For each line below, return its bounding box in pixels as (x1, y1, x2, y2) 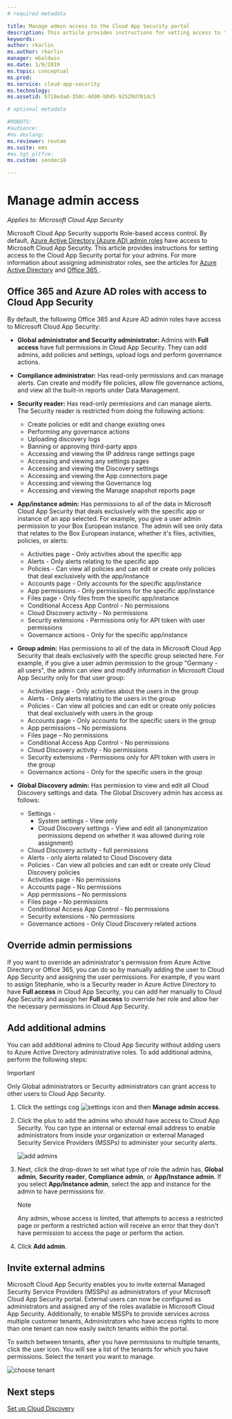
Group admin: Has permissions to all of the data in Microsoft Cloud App (17, 644, 222, 652)
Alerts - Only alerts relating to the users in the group (27, 694, 176, 702)
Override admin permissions (7, 940, 133, 951)
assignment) (37, 839, 74, 847)
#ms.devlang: (7, 131, 45, 138)
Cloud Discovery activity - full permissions (27, 845, 148, 854)
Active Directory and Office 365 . (7, 266, 101, 274)
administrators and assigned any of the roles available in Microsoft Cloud (7, 1302, 215, 1311)
